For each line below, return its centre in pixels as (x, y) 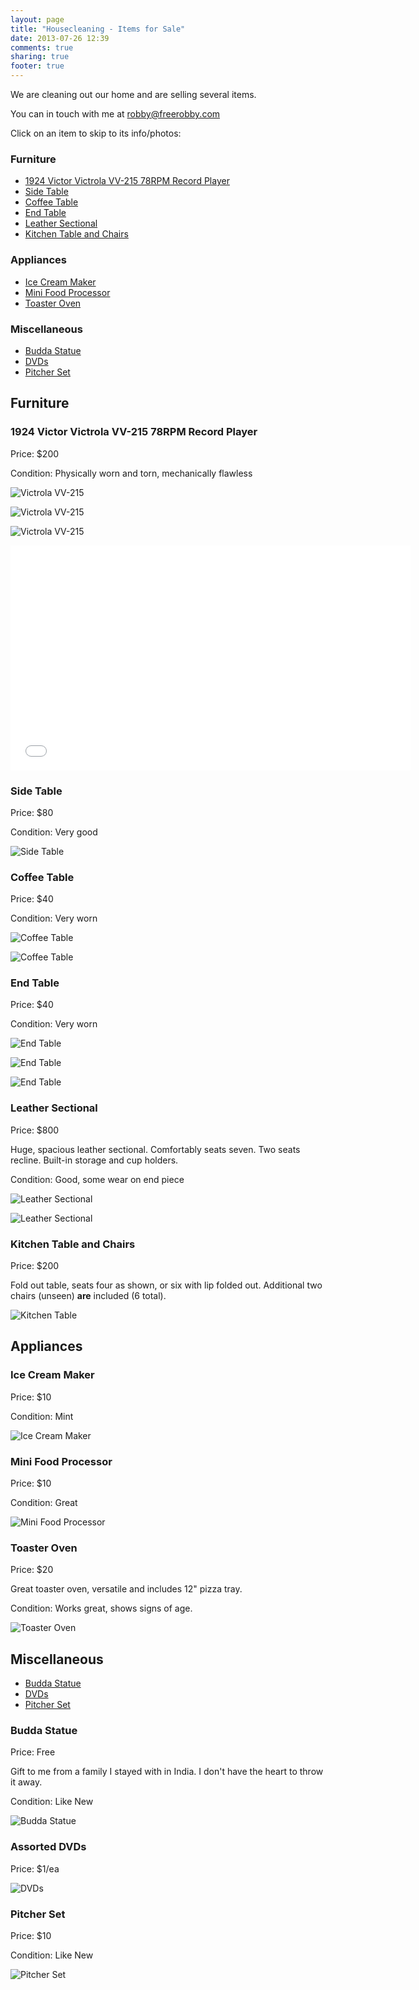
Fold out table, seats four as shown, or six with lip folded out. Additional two (166, 1285)
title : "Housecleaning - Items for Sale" (98, 29)
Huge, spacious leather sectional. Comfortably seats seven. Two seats (155, 1149)
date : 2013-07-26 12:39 (60, 38)
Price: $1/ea (35, 1868)
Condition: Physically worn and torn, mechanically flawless (131, 473)
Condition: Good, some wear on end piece (97, 1179)
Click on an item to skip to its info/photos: (96, 133)
